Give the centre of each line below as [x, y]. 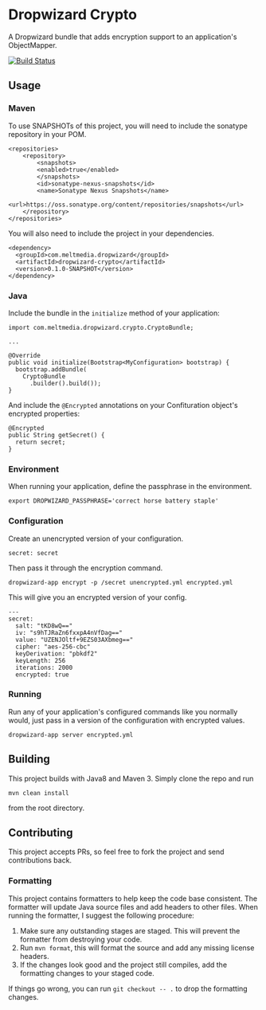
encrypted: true [42, 675]
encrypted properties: [44, 413]
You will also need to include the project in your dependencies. [111, 233]
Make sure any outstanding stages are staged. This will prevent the [130, 930]
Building [29, 759]
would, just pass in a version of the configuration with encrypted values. [127, 720]
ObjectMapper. [33, 45]
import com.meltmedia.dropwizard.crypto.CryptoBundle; [101, 327]
